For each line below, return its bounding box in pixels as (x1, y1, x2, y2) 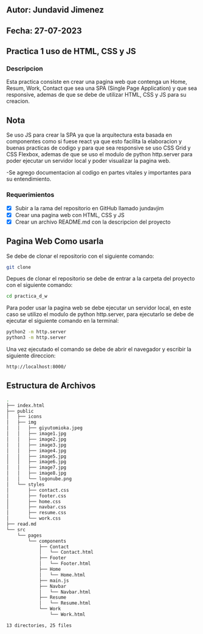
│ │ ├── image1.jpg (6, 431, 67, 437)
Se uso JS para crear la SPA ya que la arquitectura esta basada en (6, 131, 172, 139)
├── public (6, 408, 34, 414)
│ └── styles (6, 481, 45, 488)
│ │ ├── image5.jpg (6, 453, 67, 460)
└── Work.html (49, 612, 86, 618)
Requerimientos (6, 191, 55, 199)
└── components (28, 538, 67, 544)
